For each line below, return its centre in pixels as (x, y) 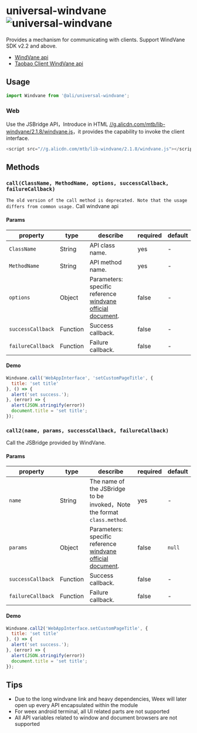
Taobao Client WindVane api (49, 64)
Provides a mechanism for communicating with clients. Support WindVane (96, 39)
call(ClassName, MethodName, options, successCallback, (87, 183)
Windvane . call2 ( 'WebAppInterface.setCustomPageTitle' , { (77, 628)
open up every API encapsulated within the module (76, 705)
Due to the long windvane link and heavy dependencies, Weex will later (101, 699)
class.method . (108, 520)
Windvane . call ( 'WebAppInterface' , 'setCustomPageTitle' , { (80, 378)
